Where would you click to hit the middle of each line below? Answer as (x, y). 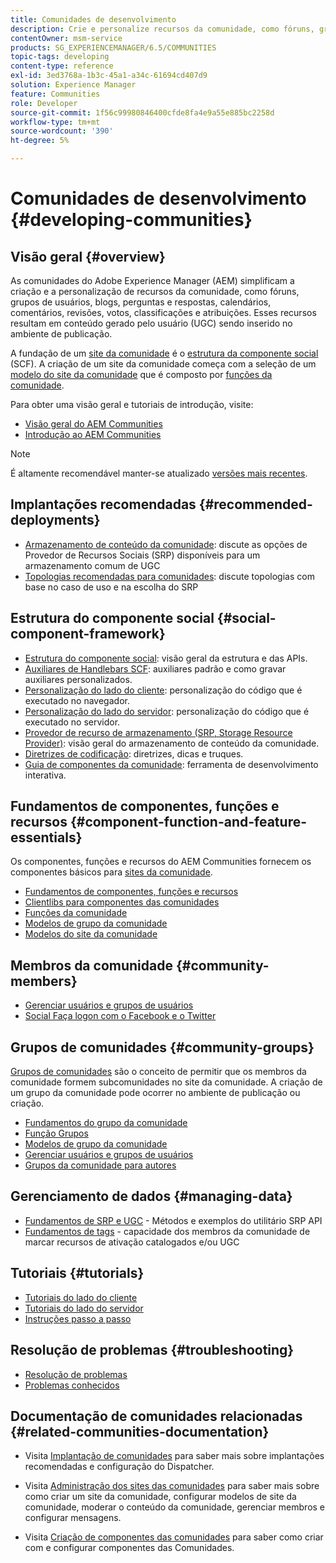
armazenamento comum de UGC (92, 565)
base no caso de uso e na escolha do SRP (111, 587)
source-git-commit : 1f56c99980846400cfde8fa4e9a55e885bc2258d (142, 112)
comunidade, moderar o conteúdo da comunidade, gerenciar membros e (175, 1507)
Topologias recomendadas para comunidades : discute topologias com (169, 576)
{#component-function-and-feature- (188, 822)
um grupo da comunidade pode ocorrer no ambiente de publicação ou (155, 1093)
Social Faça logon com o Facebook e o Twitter (120, 1016)
